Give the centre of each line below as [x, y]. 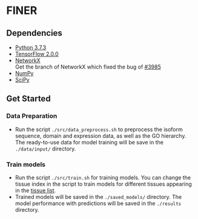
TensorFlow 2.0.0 [37, 54]
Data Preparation [32, 116]
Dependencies [34, 33]
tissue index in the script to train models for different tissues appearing [103, 184]
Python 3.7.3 [31, 47]
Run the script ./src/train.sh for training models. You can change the [103, 177]
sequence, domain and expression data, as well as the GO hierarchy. [101, 136]
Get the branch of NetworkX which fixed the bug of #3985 [88, 67]
